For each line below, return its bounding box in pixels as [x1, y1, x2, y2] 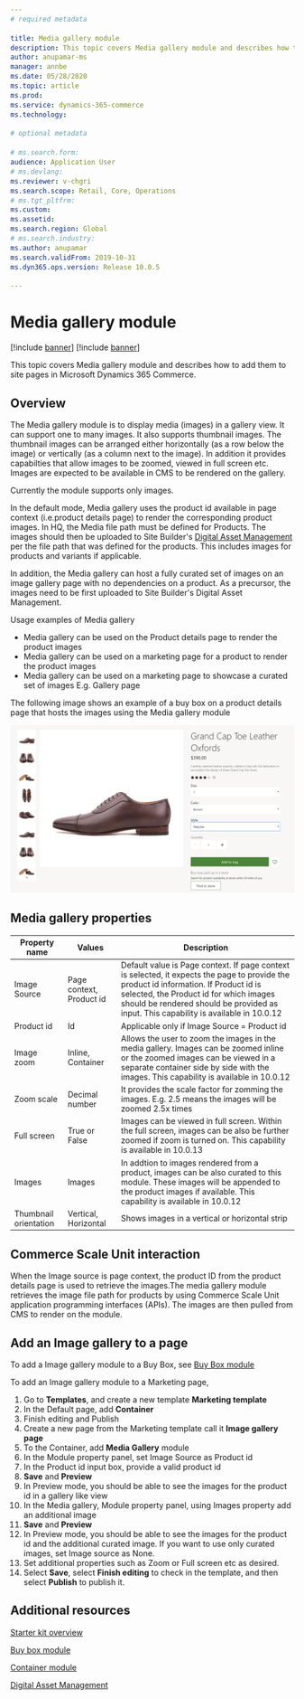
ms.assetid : [10, 215, 55, 224]
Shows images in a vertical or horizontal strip [121, 1213, 288, 1224]
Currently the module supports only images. [10, 485, 174, 496]
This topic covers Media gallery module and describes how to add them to [10, 360, 287, 371]
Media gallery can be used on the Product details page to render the [23, 632, 278, 642]
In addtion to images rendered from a [121, 1157, 259, 1168]
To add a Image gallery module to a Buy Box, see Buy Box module [10, 1359, 255, 1370]
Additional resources [10, 1603, 131, 1619]
